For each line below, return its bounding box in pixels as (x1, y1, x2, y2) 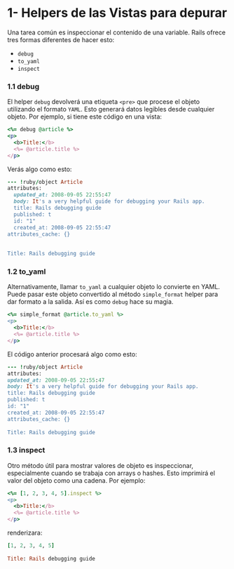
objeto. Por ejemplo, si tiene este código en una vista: (7, 112, 163, 121)
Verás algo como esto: (7, 165, 72, 173)
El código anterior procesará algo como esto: (7, 349, 138, 359)
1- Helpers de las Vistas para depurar (7, 5, 228, 21)
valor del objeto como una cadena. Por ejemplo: (7, 476, 146, 485)
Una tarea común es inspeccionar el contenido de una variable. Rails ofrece (7, 28, 226, 36)
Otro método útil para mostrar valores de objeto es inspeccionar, (7, 461, 194, 469)
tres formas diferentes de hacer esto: (7, 35, 115, 43)
